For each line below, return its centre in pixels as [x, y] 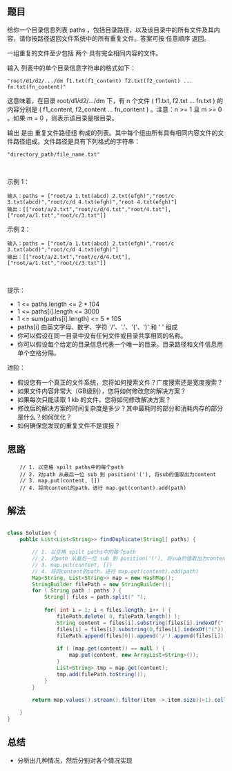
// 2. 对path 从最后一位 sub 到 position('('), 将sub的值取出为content [118, 474]
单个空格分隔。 [38, 353]
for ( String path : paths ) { [77, 591]
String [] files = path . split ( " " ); [95, 597]
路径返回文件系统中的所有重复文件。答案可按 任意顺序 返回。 [124, 38]
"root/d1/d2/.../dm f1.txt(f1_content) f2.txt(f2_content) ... [100, 81]
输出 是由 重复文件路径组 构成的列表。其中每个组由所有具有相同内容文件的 [113, 132]
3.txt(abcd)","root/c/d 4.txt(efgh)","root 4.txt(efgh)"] [92, 202]
